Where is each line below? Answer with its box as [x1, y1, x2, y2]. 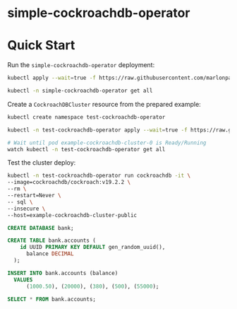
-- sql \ [7, 198, 33, 206]
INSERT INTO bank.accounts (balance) [7, 269, 119, 276]
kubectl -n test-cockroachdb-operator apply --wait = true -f [7, 126, 188, 134]
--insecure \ [7, 205, 46, 212]
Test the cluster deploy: [7, 158, 76, 167]
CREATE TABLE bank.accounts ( [7, 237, 97, 245]
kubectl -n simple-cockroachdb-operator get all [7, 87, 153, 94]
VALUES [13, 276, 33, 284]
